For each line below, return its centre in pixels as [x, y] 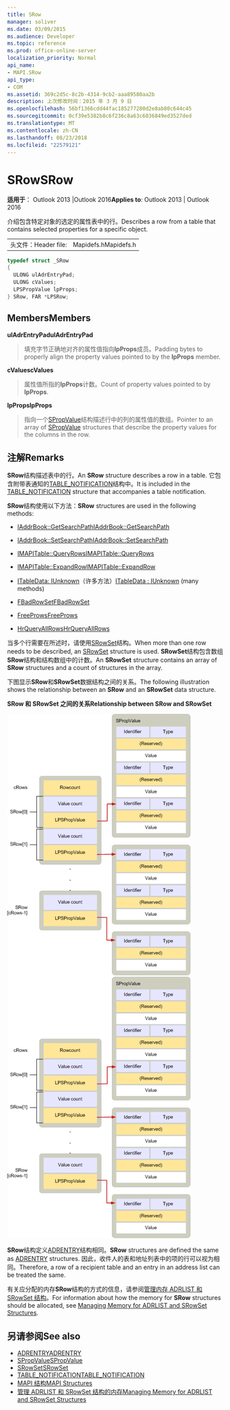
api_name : [21, 65]
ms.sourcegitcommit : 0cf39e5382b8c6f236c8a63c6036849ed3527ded [100, 116]
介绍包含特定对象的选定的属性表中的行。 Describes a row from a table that [112, 222]
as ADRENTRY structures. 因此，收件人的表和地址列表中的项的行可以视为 [111, 1259]
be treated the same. [37, 1275]
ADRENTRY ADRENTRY [49, 1353]
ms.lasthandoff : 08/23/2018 [47, 137]
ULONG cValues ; [35, 282]
